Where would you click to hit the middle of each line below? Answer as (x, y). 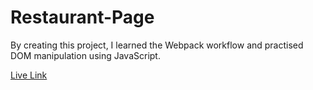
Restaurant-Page (82, 17)
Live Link (29, 75)
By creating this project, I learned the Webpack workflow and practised (157, 45)
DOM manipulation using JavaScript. (85, 55)
